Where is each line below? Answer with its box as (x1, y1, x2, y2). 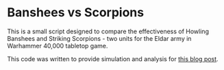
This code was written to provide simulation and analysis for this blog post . (7, 54, 219, 63)
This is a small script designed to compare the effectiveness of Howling (7, 27, 209, 35)
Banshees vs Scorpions (7, 5, 145, 20)
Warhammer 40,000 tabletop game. (7, 41, 108, 50)
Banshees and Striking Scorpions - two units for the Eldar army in (7, 34, 192, 42)
